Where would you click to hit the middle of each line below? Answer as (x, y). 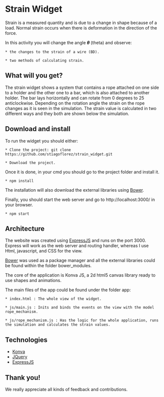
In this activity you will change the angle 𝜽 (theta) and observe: (69, 42)
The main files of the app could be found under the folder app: (68, 290)
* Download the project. (30, 163)
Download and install (38, 129)
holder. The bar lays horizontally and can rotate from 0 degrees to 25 (75, 98)
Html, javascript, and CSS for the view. (44, 251)
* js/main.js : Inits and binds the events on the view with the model (80, 308)
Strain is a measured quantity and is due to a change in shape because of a (81, 23)
